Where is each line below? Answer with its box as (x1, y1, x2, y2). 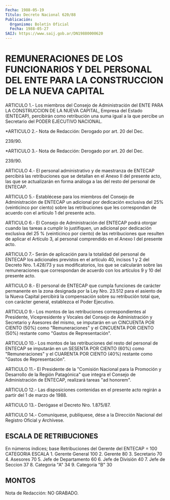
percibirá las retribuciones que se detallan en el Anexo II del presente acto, (5, 173, 161, 179)
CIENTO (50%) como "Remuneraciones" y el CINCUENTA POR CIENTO (5, 325, 154, 331)
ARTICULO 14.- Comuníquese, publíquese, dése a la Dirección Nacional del (5, 412, 162, 418)
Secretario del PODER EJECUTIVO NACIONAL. (5, 118, 103, 124)
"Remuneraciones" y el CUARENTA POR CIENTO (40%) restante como (5, 351, 153, 357)
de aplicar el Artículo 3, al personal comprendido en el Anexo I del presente (5, 236, 163, 242)
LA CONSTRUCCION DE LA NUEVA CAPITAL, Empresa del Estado (5, 107, 143, 113)
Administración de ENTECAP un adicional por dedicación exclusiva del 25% (5, 199, 164, 205)
